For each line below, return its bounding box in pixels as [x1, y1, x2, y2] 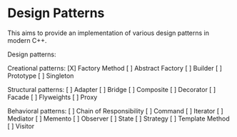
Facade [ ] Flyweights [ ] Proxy [7, 93, 98, 101]
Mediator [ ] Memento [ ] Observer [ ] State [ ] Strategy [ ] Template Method [7, 114, 230, 123]
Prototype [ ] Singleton [7, 71, 74, 80]
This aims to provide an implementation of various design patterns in [7, 29, 209, 37]
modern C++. [7, 36, 47, 44]
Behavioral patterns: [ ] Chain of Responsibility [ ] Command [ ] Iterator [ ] [7, 106, 223, 115]
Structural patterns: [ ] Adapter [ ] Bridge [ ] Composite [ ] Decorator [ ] [7, 85, 216, 93]
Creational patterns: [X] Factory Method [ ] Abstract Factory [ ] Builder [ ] [7, 64, 223, 72]
